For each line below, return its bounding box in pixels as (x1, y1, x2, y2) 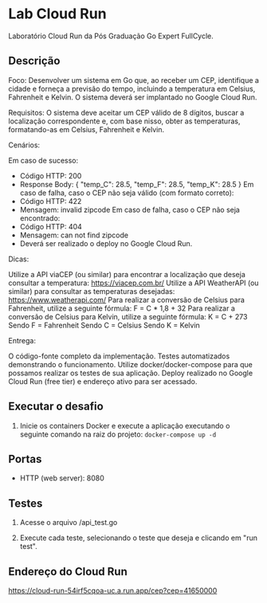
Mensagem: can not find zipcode (19, 230, 129, 240)
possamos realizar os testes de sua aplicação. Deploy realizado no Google (8, 368, 253, 378)
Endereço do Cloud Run (8, 565, 128, 578)
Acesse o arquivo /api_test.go (19, 518, 118, 527)
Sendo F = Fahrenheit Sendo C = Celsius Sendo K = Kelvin (8, 320, 201, 330)
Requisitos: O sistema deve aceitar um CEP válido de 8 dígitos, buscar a (8, 108, 245, 117)
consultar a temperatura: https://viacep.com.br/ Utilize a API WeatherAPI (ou (8, 278, 259, 288)
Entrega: (8, 335, 36, 345)
